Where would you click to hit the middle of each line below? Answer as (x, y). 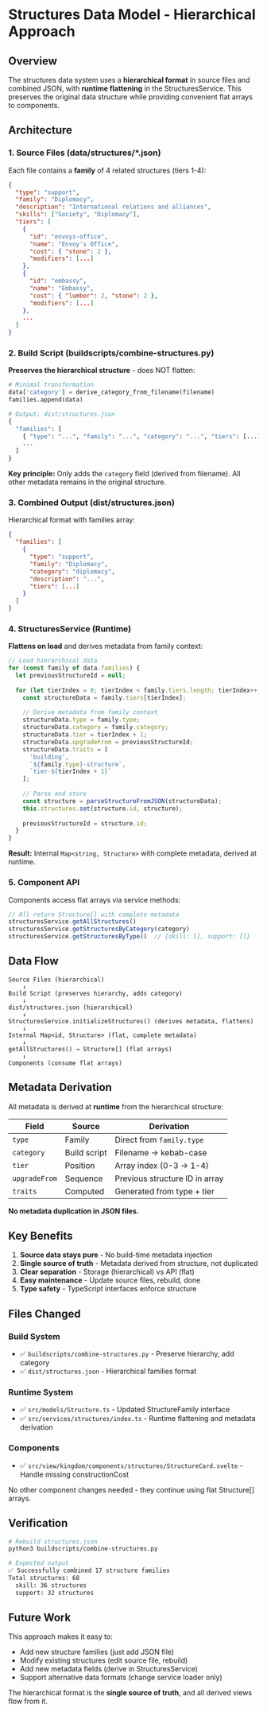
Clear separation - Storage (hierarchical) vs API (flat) (107, 1272)
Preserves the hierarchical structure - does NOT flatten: (102, 371)
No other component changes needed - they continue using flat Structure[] (132, 1489)
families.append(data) (46, 400)
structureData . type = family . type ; (81, 720)
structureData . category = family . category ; (96, 728)
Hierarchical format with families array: (72, 520)
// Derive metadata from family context (90, 712)
